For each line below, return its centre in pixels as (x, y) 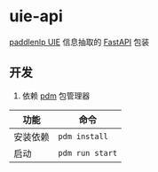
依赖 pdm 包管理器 (56, 96)
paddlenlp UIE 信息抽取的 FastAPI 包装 (79, 42)
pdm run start (88, 153)
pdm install (83, 136)
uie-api (36, 16)
